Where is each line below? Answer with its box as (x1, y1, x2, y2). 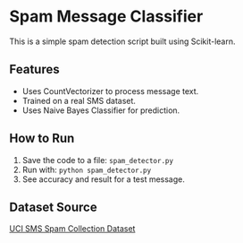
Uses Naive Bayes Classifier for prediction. (21, 105, 180, 116)
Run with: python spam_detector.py (21, 164, 152, 175)
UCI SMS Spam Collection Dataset (9, 223, 136, 234)
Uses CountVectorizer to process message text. (21, 85, 199, 96)
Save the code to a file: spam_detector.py (21, 154, 174, 165)
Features (9, 62, 60, 77)
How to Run (9, 131, 75, 146)
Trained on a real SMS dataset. (21, 95, 137, 106)
